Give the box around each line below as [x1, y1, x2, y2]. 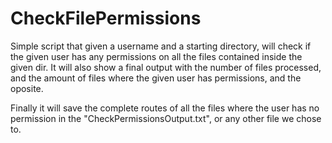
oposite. [10, 82, 44, 94]
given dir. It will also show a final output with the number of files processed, [10, 61, 322, 73]
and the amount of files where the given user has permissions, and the [10, 72, 302, 84]
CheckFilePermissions [10, 7, 202, 30]
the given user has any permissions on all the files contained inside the [10, 50, 303, 62]
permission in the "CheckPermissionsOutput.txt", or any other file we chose [10, 112, 322, 124]
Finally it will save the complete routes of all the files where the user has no [10, 102, 320, 114]
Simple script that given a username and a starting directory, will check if [10, 40, 312, 52]
